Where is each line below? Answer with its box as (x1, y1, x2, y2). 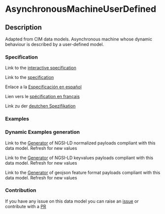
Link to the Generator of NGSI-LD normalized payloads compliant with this (5, 140, 156, 146)
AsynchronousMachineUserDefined (5, 3, 157, 15)
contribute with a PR (5, 203, 46, 209)
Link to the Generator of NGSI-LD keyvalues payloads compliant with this (5, 154, 154, 161)
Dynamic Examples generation (5, 129, 80, 136)
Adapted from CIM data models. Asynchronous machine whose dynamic (5, 36, 153, 42)
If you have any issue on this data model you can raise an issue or (5, 198, 139, 204)
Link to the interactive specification (5, 65, 76, 71)
